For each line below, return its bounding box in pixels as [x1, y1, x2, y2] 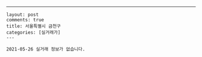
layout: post [6, 12, 39, 18]
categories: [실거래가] [6, 30, 61, 36]
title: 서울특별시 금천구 [6, 23, 61, 29]
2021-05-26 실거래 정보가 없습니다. [6, 46, 85, 52]
